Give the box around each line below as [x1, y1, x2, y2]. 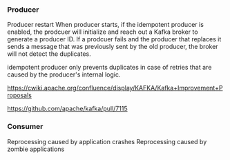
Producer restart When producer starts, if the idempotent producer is [7, 21, 204, 29]
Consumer [7, 122, 44, 132]
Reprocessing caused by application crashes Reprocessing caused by [7, 137, 207, 146]
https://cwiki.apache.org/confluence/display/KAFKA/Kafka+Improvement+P [7, 84, 223, 92]
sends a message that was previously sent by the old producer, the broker [7, 43, 219, 51]
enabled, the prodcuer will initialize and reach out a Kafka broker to [7, 28, 198, 36]
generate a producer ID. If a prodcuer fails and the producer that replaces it [7, 35, 222, 43]
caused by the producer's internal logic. [7, 70, 121, 79]
